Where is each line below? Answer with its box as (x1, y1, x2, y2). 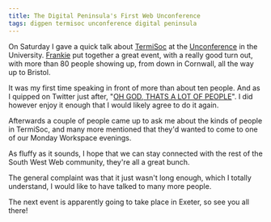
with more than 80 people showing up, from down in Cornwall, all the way (8, 58, 255, 69)
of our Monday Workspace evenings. (8, 132, 132, 142)
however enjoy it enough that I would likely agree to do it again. (8, 100, 219, 110)
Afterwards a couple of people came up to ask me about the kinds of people (8, 115, 263, 125)
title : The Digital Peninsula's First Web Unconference (8, 11, 201, 20)
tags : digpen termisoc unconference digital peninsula (8, 19, 197, 27)
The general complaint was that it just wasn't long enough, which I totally (8, 173, 252, 182)
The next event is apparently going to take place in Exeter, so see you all (8, 197, 249, 207)
